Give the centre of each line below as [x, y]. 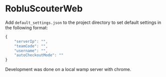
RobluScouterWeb [44, 9]
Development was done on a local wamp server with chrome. [68, 70]
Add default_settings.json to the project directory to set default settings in [83, 22]
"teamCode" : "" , [31, 46]
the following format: [27, 27]
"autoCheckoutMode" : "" [39, 55]
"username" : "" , [31, 51]
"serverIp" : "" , [31, 41]
